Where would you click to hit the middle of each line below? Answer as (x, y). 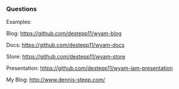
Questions (21, 9)
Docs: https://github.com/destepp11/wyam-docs (65, 45)
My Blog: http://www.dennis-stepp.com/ (56, 80)
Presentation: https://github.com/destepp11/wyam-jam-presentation (89, 68)
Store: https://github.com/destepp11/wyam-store (66, 57)
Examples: (19, 22)
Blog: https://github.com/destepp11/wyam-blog (64, 33)
